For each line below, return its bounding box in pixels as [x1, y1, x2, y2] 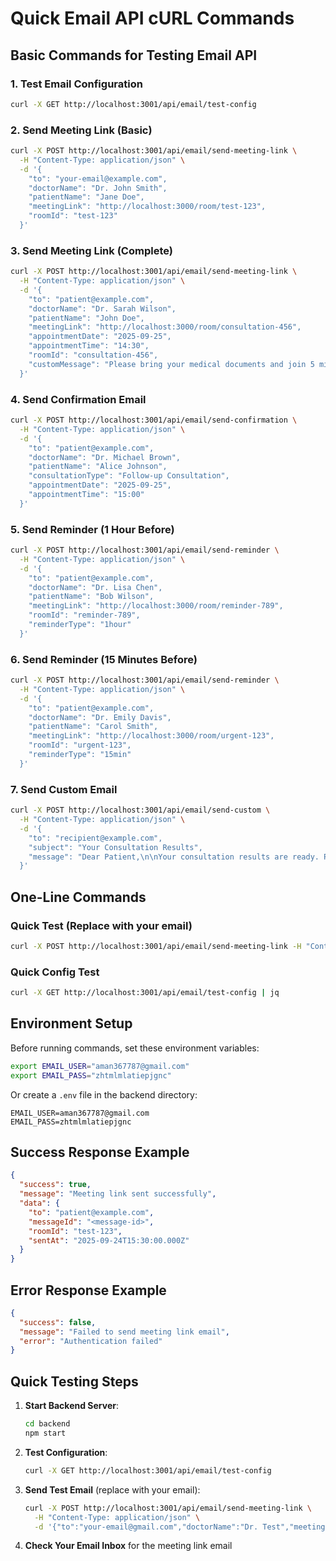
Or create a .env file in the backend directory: [10, 1088, 198, 1101]
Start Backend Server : [24, 1400, 119, 1412]
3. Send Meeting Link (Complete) [10, 243, 173, 257]
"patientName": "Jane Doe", [28, 192, 145, 202]
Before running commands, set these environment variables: [10, 1042, 260, 1054]
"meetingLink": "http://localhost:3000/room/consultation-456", [28, 322, 302, 332]
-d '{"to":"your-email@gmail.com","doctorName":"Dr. [34, 1522, 259, 1532]
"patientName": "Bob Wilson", [28, 592, 155, 602]
